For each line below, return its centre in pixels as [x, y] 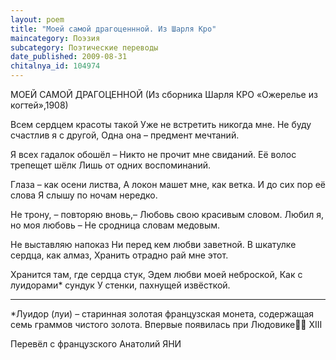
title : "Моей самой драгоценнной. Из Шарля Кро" [113, 29]
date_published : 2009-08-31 [69, 57]
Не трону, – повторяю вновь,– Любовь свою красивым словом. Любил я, [167, 214]
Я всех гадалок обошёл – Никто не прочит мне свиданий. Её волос [153, 154]
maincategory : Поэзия [55, 38]
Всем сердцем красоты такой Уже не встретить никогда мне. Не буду [161, 124]
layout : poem [37, 19]
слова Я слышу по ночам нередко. [84, 195]
